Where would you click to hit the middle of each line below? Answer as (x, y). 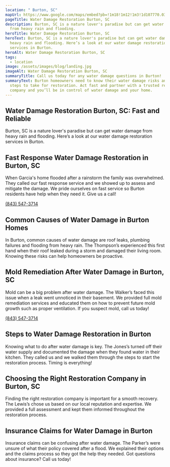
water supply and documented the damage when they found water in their (83, 352)
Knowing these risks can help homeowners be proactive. (65, 256)
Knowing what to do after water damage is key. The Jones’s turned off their (84, 346)
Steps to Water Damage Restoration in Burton (78, 334)
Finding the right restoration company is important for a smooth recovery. (82, 398)
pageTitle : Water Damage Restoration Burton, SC (57, 19)
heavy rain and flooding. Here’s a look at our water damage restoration (79, 136)
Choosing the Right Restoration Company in (76, 378)
